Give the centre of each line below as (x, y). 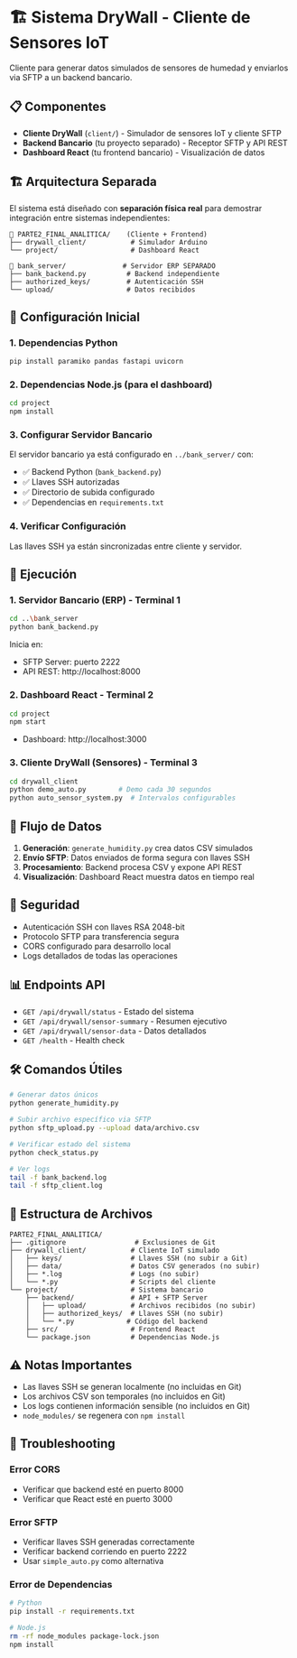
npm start (28, 722)
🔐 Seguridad (45, 905)
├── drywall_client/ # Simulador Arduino (108, 242)
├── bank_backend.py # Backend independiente (115, 273)
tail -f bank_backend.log (58, 1177)
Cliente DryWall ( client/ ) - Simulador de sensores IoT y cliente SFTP (152, 133)
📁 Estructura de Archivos (81, 1213)
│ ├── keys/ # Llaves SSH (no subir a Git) (129, 1259)
